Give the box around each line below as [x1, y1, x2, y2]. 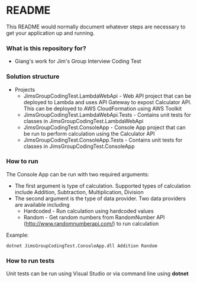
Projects [14, 86, 35, 93]
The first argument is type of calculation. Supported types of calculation [14, 182, 191, 189]
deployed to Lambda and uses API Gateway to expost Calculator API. [23, 98, 192, 105]
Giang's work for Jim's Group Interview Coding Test [14, 57, 141, 65]
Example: [6, 231, 29, 239]
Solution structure [6, 72, 60, 81]
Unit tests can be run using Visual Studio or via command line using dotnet [6, 270, 189, 277]
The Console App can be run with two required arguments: [6, 171, 150, 178]
